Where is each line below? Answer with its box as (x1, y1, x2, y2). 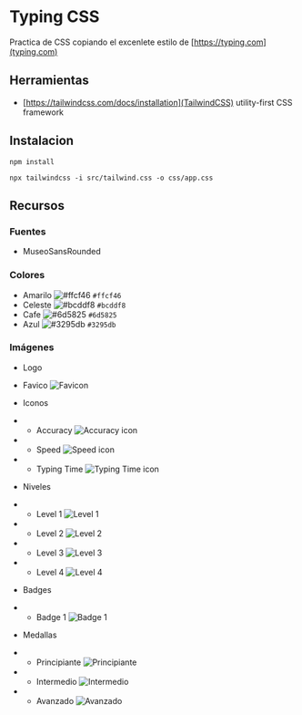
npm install (9, 157, 55, 166)
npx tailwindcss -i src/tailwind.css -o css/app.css (9, 173, 214, 182)
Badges (22, 584, 52, 595)
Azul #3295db (22, 318, 116, 329)
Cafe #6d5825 (22, 308, 117, 320)
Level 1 (35, 508, 63, 519)
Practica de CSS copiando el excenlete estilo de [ (9, 36, 195, 47)
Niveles (22, 481, 52, 492)
